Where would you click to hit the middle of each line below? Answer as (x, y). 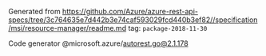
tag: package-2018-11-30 (167, 28)
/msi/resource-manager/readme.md (67, 28)
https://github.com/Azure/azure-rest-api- (130, 11)
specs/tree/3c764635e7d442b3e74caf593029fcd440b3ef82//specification (133, 20)
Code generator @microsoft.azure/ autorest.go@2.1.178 (99, 43)
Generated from (35, 11)
